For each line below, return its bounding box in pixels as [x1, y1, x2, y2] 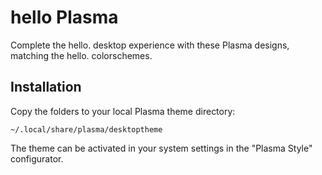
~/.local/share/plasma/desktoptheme [10, 124, 163, 135]
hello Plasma [10, 6, 119, 29]
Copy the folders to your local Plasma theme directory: [10, 105, 236, 117]
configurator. [10, 152, 64, 165]
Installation [10, 79, 82, 96]
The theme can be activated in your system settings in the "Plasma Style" [10, 142, 313, 154]
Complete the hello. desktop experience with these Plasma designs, [10, 39, 290, 51]
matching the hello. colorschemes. [10, 49, 153, 61]
